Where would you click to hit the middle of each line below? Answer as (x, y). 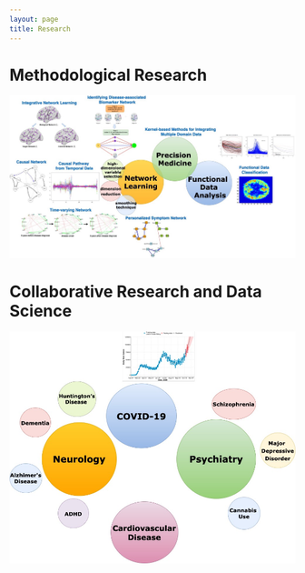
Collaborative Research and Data (136, 292)
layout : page (34, 19)
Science (41, 311)
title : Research (40, 29)
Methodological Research (108, 75)
